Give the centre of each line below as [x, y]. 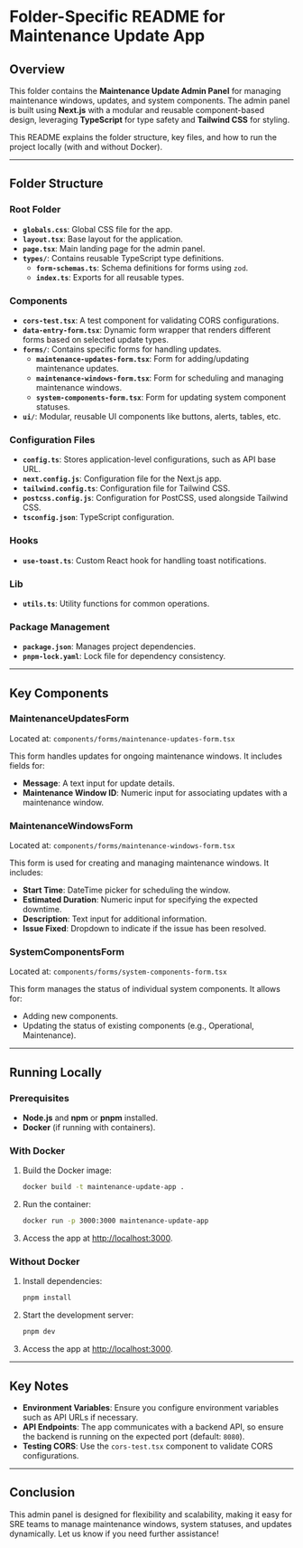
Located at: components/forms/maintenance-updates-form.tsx [122, 738]
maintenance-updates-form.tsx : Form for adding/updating [142, 358]
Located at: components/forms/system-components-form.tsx [118, 972]
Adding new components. [70, 1016]
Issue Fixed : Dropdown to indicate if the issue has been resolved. [144, 929]
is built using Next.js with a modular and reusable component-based [137, 110]
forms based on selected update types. [96, 339]
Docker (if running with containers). [89, 1128]
